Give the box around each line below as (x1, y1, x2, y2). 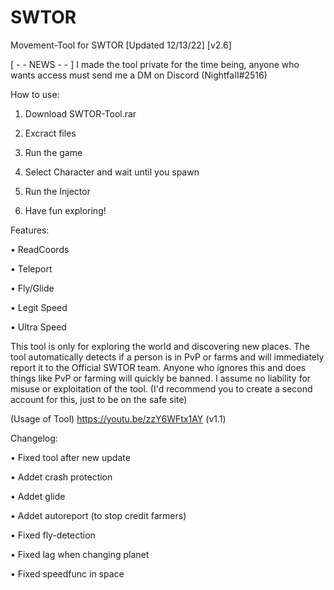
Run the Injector (24, 185, 91, 197)
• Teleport (10, 262, 53, 275)
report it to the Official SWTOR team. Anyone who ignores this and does (10, 361, 307, 373)
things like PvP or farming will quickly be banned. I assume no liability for (10, 372, 312, 384)
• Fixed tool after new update (10, 451, 131, 463)
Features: (10, 224, 50, 236)
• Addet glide (10, 490, 66, 502)
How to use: (10, 88, 60, 100)
